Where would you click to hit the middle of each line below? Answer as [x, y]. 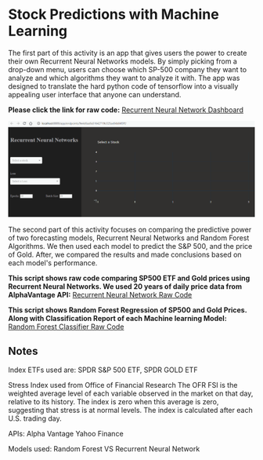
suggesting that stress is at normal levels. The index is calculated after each [130, 411]
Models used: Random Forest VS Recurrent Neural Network [104, 449]
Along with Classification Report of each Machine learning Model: [117, 318]
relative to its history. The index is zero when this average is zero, [113, 402]
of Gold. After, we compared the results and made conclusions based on [125, 254]
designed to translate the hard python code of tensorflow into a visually [123, 86]
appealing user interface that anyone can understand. [95, 94]
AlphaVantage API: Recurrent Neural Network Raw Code [100, 294]
